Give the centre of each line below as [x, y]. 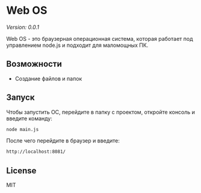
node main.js [23, 129]
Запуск [20, 98]
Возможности [34, 64]
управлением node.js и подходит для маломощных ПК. [77, 45]
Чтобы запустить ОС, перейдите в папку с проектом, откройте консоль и [101, 112]
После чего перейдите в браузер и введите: [63, 141]
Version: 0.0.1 [23, 27]
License [21, 170]
